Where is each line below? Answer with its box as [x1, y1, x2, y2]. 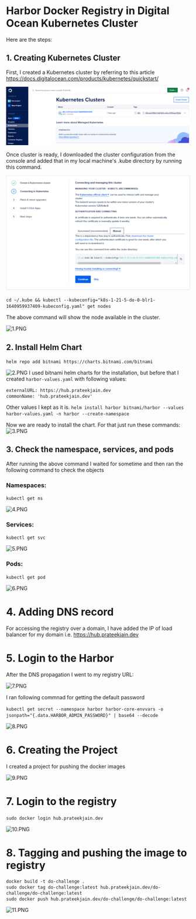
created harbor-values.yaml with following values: [6, 375, 127, 383]
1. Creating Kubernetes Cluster [6, 53, 121, 63]
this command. [6, 163, 42, 171]
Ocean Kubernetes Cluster [6, 16, 139, 30]
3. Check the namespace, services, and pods [6, 445, 174, 455]
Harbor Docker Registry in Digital [6, 4, 170, 18]
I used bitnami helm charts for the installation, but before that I [29, 369, 179, 377]
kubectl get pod [6, 574, 46, 580]
